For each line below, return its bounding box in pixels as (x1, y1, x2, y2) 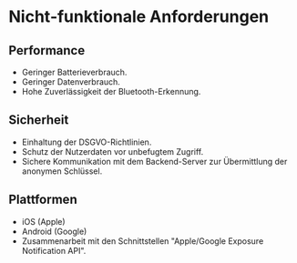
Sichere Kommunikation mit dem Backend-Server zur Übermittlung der (21, 156, 288, 167)
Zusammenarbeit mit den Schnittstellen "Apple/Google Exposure (21, 235, 264, 247)
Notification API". (21, 245, 87, 256)
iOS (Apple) (21, 216, 66, 227)
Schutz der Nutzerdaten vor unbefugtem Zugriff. (21, 146, 204, 157)
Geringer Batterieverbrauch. (21, 66, 128, 77)
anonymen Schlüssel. (21, 166, 103, 177)
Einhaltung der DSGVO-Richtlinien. (21, 137, 152, 147)
